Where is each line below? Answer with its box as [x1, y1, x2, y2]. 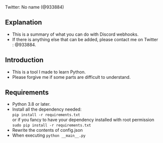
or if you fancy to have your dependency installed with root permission [12, 117, 155, 123]
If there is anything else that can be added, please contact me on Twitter [12, 36, 159, 42]
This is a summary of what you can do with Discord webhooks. [12, 31, 139, 37]
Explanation [5, 18, 42, 26]
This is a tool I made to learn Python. [12, 69, 86, 75]
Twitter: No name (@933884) [5, 4, 64, 10]
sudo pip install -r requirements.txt [12, 123, 91, 128]
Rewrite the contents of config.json [12, 127, 83, 133]
